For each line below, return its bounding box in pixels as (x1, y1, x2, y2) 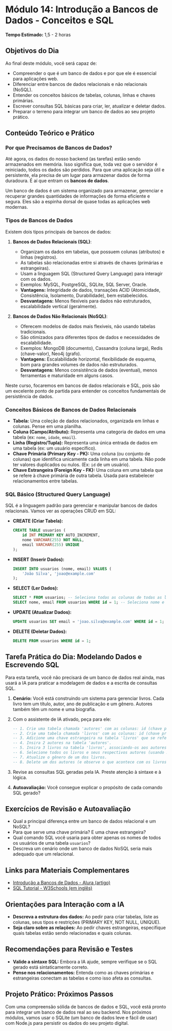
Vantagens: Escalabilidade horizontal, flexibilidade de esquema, (20, 356, 156, 362)
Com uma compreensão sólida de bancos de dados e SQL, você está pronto (5, 1003, 166, 1009)
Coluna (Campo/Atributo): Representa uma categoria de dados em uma (12, 429, 165, 435)
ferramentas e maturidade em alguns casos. (20, 372, 114, 379)
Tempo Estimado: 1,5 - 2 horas (5, 31, 71, 38)
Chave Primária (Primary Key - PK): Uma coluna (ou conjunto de (12, 451, 150, 457)
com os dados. (20, 276, 52, 282)
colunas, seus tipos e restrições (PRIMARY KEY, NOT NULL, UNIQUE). (12, 919, 161, 926)
